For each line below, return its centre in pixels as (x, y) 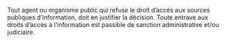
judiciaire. (21, 32)
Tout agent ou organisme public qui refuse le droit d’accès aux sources (108, 10)
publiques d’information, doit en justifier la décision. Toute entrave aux (108, 17)
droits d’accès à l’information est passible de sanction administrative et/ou (113, 25)
